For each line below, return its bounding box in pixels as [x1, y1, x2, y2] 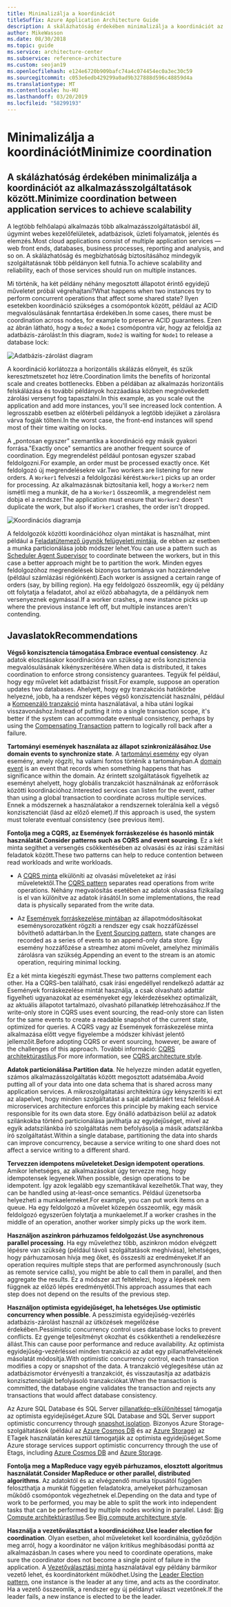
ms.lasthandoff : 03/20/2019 [7, 94, 88, 101]
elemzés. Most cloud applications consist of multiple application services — [7, 236, 221, 245]
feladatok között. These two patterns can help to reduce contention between [7, 851, 223, 859]
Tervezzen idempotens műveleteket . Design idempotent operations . [7, 1159, 205, 1167]
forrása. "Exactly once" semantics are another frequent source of [7, 444, 191, 452]
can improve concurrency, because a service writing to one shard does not [7, 1138, 221, 1146]
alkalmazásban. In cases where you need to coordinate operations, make [7, 1548, 213, 1557]
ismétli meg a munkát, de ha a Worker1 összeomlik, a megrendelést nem [7, 487, 211, 496]
